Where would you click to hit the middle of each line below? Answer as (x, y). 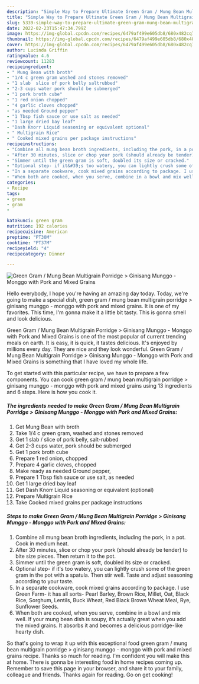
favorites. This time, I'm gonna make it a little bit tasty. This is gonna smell (97, 312)
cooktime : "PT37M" (29, 243)
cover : (15, 45)
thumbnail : (20, 39)
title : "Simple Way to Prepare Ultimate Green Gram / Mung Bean (87, 17)
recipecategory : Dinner (36, 254)
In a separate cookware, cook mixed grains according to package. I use (102, 588)
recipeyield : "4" (28, 248)
